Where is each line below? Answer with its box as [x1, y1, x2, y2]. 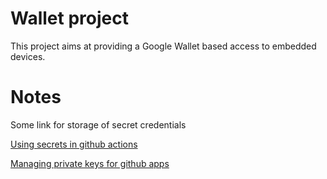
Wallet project [10, 7, 129, 30]
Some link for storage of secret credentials [10, 118, 187, 131]
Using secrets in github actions [10, 138, 138, 150]
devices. [10, 50, 46, 62]
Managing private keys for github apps [10, 157, 170, 169]
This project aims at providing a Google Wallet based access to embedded [10, 40, 317, 52]
